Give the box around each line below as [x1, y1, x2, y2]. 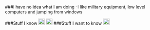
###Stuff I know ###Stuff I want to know [5, 20, 102, 26]
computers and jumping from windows [5, 9, 83, 15]
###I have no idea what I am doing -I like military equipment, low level [5, 4, 145, 10]
